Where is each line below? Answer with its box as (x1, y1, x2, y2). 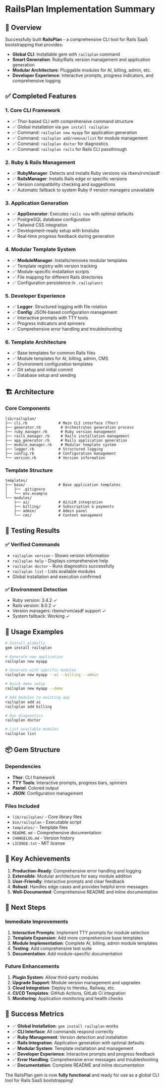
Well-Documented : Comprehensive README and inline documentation (12, 889, 158, 895)
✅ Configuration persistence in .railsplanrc (12, 280, 104, 286)
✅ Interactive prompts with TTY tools (12, 314, 88, 321)
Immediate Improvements (5, 918, 68, 925)
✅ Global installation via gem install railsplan (12, 124, 109, 130)
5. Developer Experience (5, 292, 66, 299)
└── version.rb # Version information (5, 455, 106, 460)
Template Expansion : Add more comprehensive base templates (12, 935, 143, 941)
